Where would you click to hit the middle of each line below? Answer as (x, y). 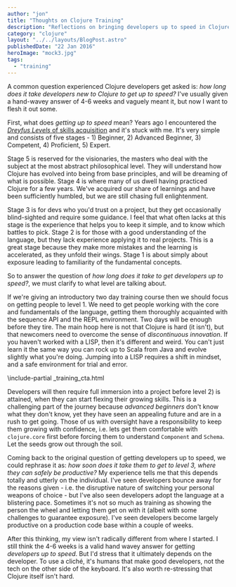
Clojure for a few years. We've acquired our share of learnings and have (111, 188)
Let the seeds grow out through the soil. (65, 444)
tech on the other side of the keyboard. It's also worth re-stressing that (110, 569)
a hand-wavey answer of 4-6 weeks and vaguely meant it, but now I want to (118, 101)
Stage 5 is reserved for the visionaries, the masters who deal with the (108, 159)
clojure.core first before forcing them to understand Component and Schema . (116, 436)
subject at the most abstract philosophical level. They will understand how (114, 166)
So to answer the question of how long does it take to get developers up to (115, 276)
